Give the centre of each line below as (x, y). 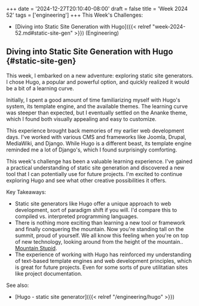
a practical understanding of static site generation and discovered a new (95, 168)
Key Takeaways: (26, 192)
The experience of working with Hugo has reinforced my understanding (103, 255)
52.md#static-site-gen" (44, 33)
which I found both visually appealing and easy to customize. (81, 119)
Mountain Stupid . (36, 248)
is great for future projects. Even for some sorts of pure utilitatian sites (101, 267)
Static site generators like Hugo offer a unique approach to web (93, 204)
